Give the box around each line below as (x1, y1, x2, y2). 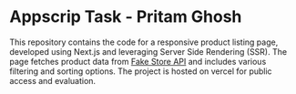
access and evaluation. (9, 75, 97, 86)
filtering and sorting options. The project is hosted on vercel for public (9, 66, 272, 77)
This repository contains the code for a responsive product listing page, (9, 37, 279, 47)
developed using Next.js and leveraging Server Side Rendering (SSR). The (9, 46, 288, 57)
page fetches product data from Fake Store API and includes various (9, 56, 267, 67)
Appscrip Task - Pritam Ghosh (9, 6, 242, 27)
